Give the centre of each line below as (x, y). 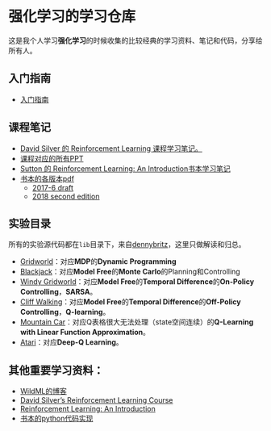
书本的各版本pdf (47, 178)
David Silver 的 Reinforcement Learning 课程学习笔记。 (111, 148)
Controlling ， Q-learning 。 (65, 312)
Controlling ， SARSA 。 (58, 292)
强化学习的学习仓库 (72, 17)
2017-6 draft (53, 187)
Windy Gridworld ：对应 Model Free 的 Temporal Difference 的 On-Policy (137, 282)
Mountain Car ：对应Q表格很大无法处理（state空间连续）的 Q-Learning (137, 322)
